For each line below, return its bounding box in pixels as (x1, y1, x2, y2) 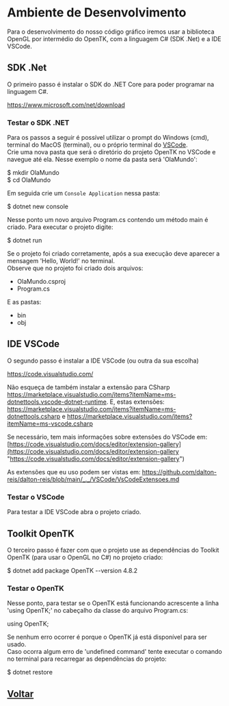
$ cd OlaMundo (7, 176, 51, 184)
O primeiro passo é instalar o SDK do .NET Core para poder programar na (7, 80, 215, 88)
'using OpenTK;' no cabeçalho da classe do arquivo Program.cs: (7, 607, 189, 615)
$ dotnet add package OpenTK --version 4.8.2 (7, 566, 138, 574)
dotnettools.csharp (7, 412, 61, 420)
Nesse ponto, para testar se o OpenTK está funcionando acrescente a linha (7, 599, 219, 607)
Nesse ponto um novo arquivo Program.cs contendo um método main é (7, 216, 208, 224)
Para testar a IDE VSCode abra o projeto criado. (7, 508, 142, 516)
